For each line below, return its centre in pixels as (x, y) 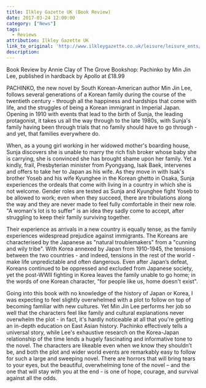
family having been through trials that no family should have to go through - (102, 127)
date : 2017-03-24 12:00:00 (41, 18)
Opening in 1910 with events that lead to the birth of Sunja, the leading (95, 114)
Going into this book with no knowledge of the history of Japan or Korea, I (100, 293)
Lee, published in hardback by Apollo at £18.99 (66, 76)
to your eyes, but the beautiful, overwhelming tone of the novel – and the (98, 365)
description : (23, 52)
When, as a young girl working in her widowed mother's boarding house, (98, 145)
